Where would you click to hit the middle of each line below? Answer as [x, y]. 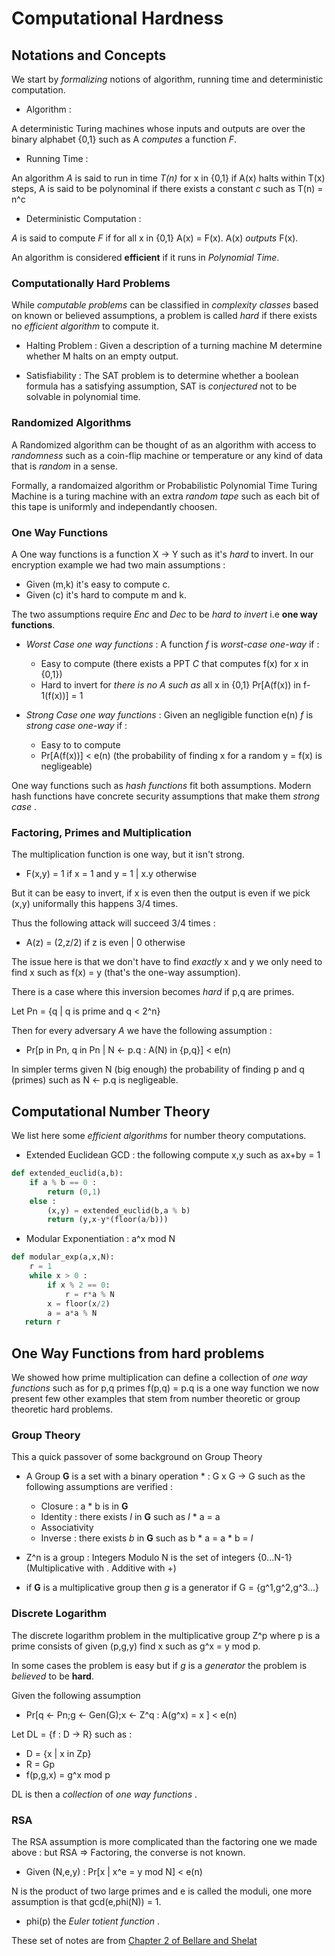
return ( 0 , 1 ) [74, 1192]
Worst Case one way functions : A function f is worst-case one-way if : [172, 644]
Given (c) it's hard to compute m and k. [106, 594]
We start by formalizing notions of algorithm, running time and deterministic [167, 79]
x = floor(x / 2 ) [79, 1303]
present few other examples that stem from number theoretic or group [156, 1399]
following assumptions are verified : [99, 1487]
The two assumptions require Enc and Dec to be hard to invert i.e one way [164, 614]
